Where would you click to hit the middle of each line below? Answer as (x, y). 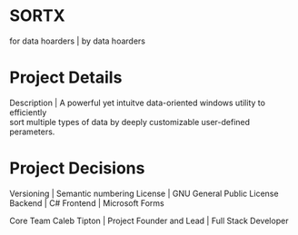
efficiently (28, 112)
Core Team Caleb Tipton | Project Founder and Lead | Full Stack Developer (149, 220)
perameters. (32, 132)
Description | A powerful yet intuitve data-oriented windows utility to (138, 103)
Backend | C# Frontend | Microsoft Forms (87, 203)
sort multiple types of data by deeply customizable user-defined (130, 122)
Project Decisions (77, 168)
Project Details (66, 78)
